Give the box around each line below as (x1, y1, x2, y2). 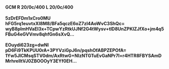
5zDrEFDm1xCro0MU (5, 15, 51, 21)
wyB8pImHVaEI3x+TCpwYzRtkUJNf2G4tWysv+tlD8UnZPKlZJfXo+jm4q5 (5, 26, 164, 32)
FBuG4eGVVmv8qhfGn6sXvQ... (5, 31, 75, 37)
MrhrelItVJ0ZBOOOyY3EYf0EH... (5, 58, 77, 64)
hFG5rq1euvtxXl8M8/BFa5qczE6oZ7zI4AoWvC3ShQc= (5, 21, 125, 27)
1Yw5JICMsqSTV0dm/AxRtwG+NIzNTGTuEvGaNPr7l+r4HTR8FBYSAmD (5, 53, 162, 59)
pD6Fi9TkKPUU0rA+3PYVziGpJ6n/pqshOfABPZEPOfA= (5, 47, 126, 53)
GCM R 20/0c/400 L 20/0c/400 (5, 4, 73, 10)
